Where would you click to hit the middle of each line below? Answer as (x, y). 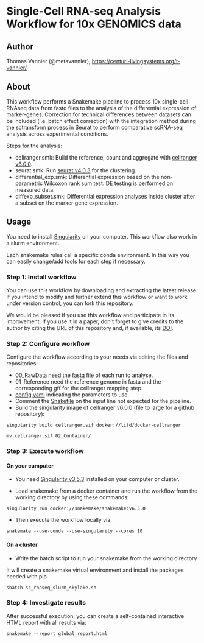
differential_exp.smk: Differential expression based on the (87, 177)
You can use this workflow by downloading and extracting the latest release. (102, 290)
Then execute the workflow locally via (63, 520)
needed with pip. (27, 576)
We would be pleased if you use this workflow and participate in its (90, 315)
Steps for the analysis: (34, 146)
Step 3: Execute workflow (45, 451)
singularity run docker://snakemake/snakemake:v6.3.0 (76, 509)
